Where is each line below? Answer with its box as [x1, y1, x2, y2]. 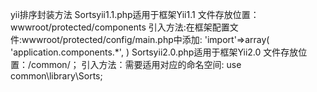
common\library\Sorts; [10, 70, 103, 82]
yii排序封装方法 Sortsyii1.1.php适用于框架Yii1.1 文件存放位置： [10, 9, 260, 20]
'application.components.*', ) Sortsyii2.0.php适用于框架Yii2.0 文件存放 [10, 46, 299, 58]
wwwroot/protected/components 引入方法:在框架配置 [10, 21, 230, 33]
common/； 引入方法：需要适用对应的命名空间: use [31, 59, 242, 70]
